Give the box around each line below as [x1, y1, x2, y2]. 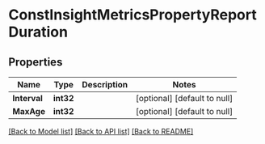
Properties [8, 55, 63, 69]
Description [82, 79, 128, 90]
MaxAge [12, 106, 46, 116]
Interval [12, 93, 43, 104]
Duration [8, 23, 69, 41]
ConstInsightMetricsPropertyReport [8, 6, 257, 24]
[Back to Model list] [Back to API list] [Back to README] [8, 127, 194, 136]
